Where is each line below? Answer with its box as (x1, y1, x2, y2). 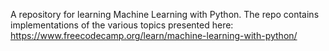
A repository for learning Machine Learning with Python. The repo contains (10, 9, 320, 20)
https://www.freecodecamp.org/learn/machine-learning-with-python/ (10, 30, 298, 41)
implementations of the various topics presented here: (10, 19, 234, 31)
